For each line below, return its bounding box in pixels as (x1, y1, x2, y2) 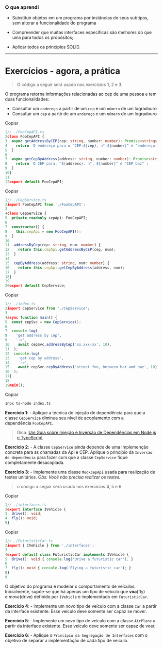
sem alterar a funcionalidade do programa (12, 20, 97, 26)
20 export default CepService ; (5, 283, 66, 288)
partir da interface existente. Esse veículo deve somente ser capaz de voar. (5, 623, 156, 629)
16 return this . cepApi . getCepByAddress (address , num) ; (5, 265, 125, 270)
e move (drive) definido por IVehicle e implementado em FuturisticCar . (5, 594, 148, 599)
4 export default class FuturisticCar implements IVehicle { (5, 552, 130, 557)
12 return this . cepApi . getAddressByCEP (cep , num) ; (5, 247, 116, 252)
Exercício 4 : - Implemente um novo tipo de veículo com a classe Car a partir (5, 603, 157, 609)
